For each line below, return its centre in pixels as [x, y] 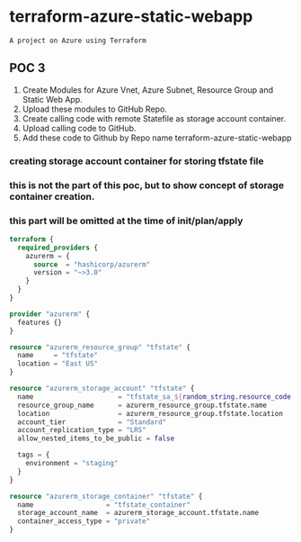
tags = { [34, 455]
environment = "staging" [72, 464]
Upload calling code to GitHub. [79, 128]
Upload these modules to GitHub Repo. [95, 109]
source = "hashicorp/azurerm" [92, 264]
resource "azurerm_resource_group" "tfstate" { [100, 347]
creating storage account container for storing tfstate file [137, 161]
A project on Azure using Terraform [78, 41]
